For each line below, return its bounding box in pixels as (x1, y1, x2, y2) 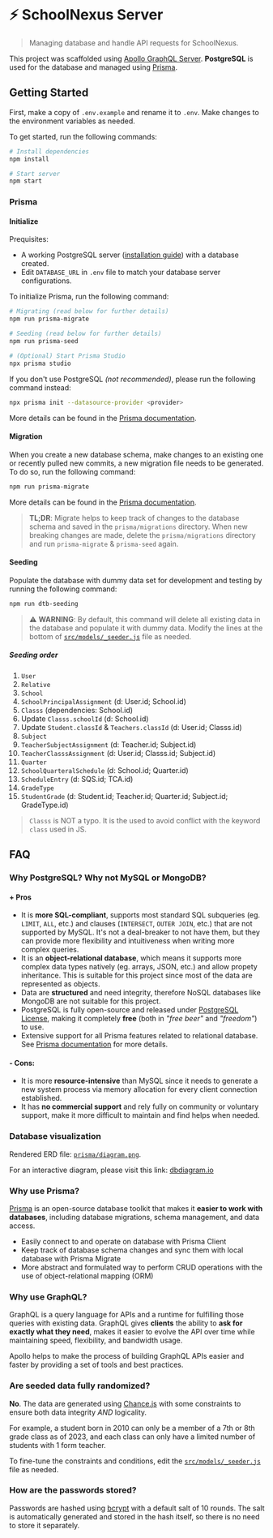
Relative (20, 681, 51, 689)
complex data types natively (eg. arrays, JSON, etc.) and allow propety (20, 962, 258, 972)
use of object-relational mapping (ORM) (20, 1270, 154, 1281)
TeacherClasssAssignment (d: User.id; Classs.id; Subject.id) (20, 748, 216, 758)
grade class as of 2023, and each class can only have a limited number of (9, 1432, 256, 1441)
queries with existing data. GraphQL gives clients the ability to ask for (9, 1318, 243, 1328)
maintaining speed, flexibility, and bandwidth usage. (9, 1335, 183, 1346)
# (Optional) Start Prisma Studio (9, 351, 126, 360)
